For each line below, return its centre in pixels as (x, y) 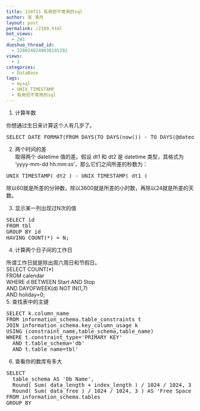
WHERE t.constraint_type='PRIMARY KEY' (64, 337)
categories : (21, 67)
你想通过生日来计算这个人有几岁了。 (51, 125)
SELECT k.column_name (38, 313)
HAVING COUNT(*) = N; (38, 237)
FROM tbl (19, 225)
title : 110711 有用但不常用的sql (44, 12)
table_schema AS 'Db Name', (53, 379)
